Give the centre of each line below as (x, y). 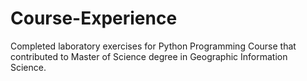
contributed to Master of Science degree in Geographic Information (149, 56)
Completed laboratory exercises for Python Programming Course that (153, 46)
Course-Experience (94, 18)
